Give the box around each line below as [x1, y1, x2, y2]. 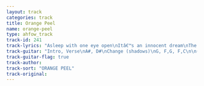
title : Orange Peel [6, 20, 56, 26]
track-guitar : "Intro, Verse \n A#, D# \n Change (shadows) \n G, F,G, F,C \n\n [6, 48, 197, 55]
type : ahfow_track [6, 31, 53, 38]
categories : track [6, 15, 53, 21]
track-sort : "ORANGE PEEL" [6, 65, 75, 71]
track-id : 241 [6, 37, 42, 43]
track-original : [6, 71, 47, 77]
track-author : [6, 59, 42, 65]
